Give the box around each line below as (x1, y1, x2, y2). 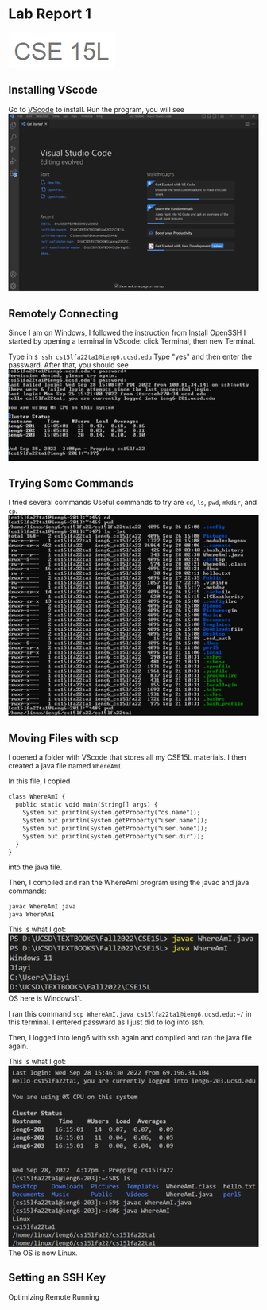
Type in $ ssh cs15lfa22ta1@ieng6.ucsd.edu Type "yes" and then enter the (8, 352, 253, 362)
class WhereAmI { (8, 793, 66, 801)
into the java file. (8, 862, 63, 872)
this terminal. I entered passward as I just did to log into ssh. (8, 1017, 205, 1027)
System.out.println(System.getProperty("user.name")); (22, 817, 208, 825)
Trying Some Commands (8, 476, 133, 490)
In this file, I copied (8, 776, 71, 786)
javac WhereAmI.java (8, 903, 77, 911)
